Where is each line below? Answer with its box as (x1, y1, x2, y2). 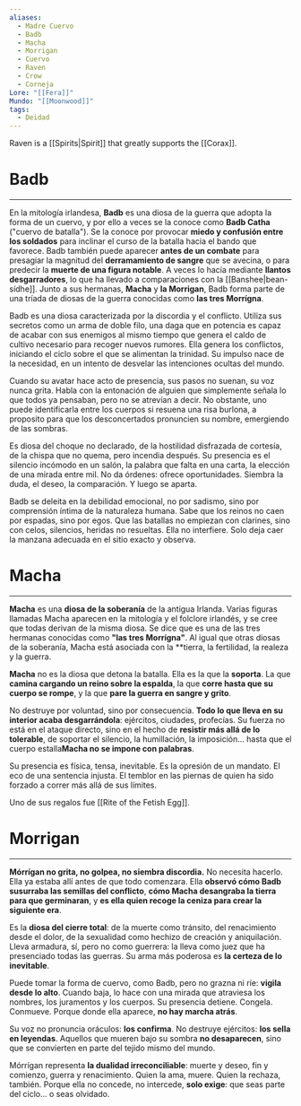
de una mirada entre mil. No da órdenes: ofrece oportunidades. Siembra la (9, 469, 284, 480)
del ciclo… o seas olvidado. (9, 1088, 110, 1099)
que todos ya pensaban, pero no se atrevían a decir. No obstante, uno (9, 395, 267, 405)
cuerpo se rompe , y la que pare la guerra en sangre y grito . (9, 688, 231, 698)
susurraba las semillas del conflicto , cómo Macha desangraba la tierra (9, 885, 277, 896)
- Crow (17, 72, 42, 81)
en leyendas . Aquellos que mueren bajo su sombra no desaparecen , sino (9, 1032, 282, 1043)
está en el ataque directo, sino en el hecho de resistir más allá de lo (9, 724, 261, 735)
